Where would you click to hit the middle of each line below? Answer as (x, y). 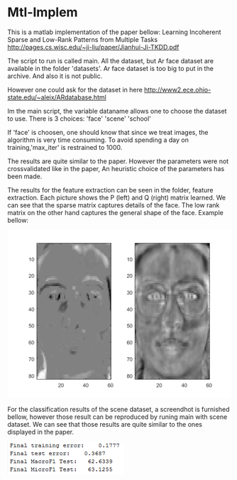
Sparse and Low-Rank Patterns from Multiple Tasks (83, 39)
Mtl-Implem (43, 12)
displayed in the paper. (41, 432)
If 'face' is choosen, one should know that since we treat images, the (108, 132)
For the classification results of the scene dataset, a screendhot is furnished (118, 409)
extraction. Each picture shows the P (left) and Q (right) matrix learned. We (116, 197)
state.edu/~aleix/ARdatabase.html (57, 97)
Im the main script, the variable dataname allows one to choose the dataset (117, 111)
